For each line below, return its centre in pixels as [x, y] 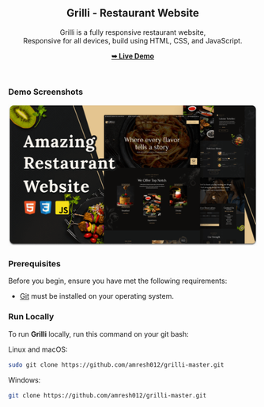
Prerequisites [34, 263]
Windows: [25, 380]
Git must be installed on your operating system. [96, 296]
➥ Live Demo [133, 56]
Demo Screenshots [46, 92]
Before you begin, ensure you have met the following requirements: [118, 281]
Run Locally [31, 317]
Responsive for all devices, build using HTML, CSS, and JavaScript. [133, 40]
